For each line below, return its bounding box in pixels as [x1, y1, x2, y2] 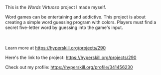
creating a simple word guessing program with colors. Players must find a [5, 19, 157, 25]
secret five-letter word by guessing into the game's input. [5, 24, 123, 30]
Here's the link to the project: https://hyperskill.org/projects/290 [5, 54, 137, 60]
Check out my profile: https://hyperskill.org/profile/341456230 [5, 64, 133, 70]
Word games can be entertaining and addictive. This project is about [5, 14, 146, 19]
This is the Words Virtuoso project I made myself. [5, 4, 106, 10]
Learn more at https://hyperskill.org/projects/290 [5, 45, 106, 50]
